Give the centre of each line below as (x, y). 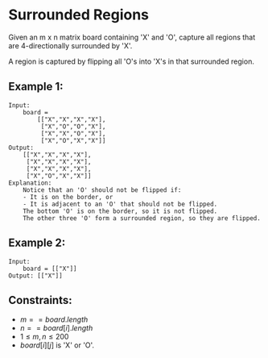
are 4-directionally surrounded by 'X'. (70, 45)
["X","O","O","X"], (73, 127)
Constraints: (40, 300)
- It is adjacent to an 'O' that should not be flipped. (120, 204)
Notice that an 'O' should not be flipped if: (102, 190)
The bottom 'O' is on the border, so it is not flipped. (120, 211)
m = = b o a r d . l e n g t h (54, 319)
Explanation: (30, 183)
